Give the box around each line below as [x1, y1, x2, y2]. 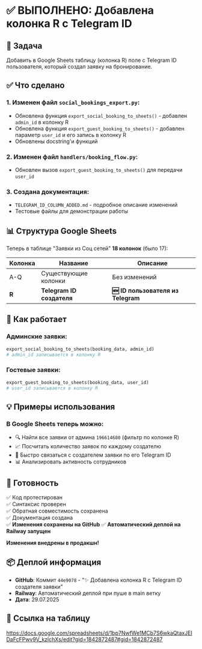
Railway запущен [6, 528, 51, 535]
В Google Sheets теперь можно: [6, 419, 104, 428]
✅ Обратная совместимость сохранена [6, 507, 108, 514]
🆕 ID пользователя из [112, 287, 179, 295]
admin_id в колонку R [14, 118, 69, 126]
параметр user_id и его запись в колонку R [14, 131, 126, 138]
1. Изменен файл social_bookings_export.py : [6, 99, 140, 107]
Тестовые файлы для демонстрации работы [14, 208, 128, 215]
